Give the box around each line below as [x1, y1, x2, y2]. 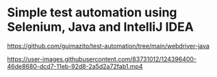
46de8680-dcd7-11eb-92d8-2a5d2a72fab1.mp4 [7, 62, 143, 70]
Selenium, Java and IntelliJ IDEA [7, 19, 194, 35]
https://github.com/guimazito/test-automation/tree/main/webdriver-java [7, 42, 210, 50]
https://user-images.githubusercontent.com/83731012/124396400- [7, 55, 197, 63]
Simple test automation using [7, 5, 177, 20]
